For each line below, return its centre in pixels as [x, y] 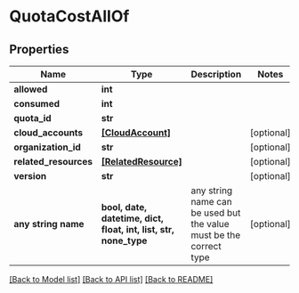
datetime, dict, [132, 218]
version [30, 176]
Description [216, 74]
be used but [216, 213]
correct [206, 246]
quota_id [32, 118]
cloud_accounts [48, 133]
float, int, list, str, [138, 229]
